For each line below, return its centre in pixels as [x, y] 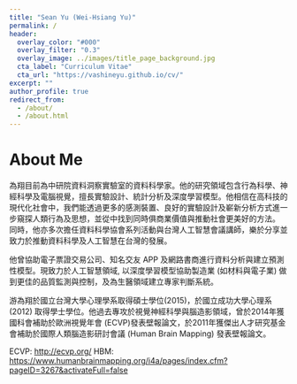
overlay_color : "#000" [59, 42]
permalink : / [33, 26]
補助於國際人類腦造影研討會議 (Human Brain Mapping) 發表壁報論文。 [144, 334]
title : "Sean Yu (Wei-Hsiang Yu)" [73, 17]
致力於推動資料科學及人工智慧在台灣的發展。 [91, 241]
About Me [46, 160]
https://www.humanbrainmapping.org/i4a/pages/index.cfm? [118, 361]
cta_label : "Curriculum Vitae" [75, 67]
